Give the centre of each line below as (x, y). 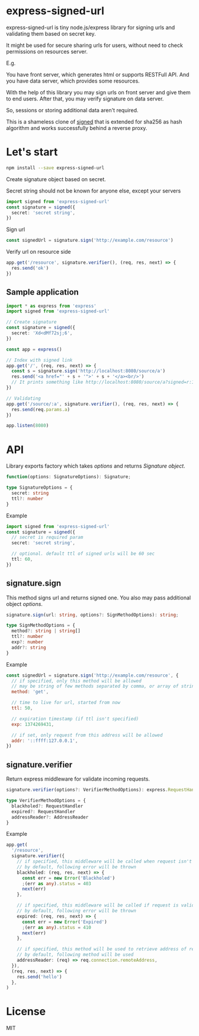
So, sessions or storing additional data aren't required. (72, 110)
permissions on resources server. (47, 51)
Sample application (42, 292)
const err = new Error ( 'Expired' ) (65, 922)
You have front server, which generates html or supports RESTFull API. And (98, 74)
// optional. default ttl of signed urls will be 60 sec (83, 554)
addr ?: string (29, 647)
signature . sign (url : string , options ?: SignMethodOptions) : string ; (92, 615)
